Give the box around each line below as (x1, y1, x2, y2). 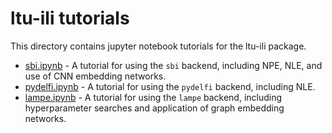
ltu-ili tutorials (10, 7, 130, 30)
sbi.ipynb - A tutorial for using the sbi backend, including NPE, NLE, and (24, 59, 323, 71)
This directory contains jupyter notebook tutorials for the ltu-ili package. (10, 40, 307, 52)
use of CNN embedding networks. (24, 70, 167, 82)
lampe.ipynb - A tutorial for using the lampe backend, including (24, 91, 283, 103)
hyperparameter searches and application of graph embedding (24, 102, 285, 114)
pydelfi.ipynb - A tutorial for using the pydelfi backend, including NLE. (24, 80, 316, 92)
